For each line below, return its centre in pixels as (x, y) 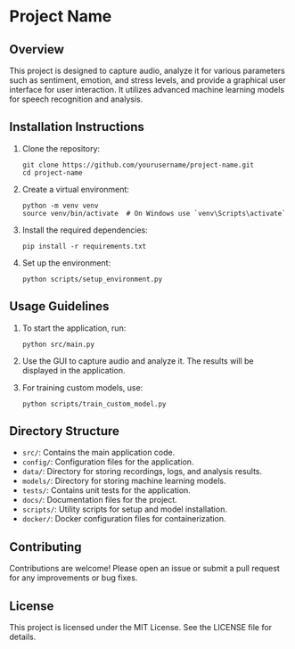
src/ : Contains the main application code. (98, 453)
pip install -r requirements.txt (84, 246)
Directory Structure (65, 431)
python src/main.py (58, 344)
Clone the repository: (61, 148)
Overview (37, 49)
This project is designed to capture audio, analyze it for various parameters (147, 70)
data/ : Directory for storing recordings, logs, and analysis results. (142, 472)
